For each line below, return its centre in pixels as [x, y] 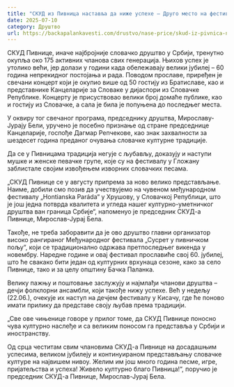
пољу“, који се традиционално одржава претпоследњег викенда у [107, 247]
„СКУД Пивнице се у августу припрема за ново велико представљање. [114, 182]
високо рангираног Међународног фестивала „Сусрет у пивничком [108, 240]
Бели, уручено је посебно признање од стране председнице [118, 125]
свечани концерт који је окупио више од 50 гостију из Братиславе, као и [116, 82]
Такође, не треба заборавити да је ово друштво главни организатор [109, 232]
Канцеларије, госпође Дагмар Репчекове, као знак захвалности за [107, 133]
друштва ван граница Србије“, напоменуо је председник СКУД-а [104, 212]
